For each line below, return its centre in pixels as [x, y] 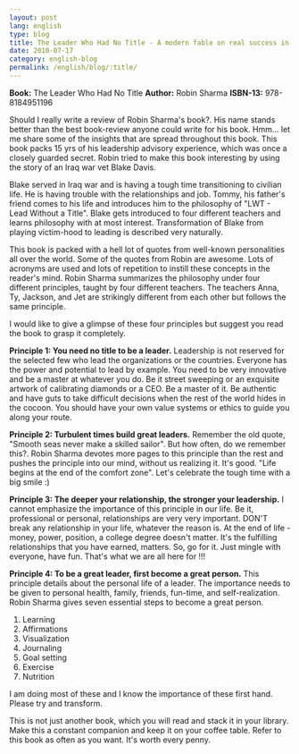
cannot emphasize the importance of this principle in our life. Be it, [132, 508]
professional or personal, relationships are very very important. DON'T [139, 518]
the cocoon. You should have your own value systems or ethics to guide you [149, 407]
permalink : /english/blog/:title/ [74, 68]
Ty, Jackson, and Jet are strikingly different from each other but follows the [148, 297]
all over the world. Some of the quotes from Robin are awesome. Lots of [141, 258]
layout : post [33, 17]
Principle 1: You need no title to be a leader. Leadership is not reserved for [147, 351]
